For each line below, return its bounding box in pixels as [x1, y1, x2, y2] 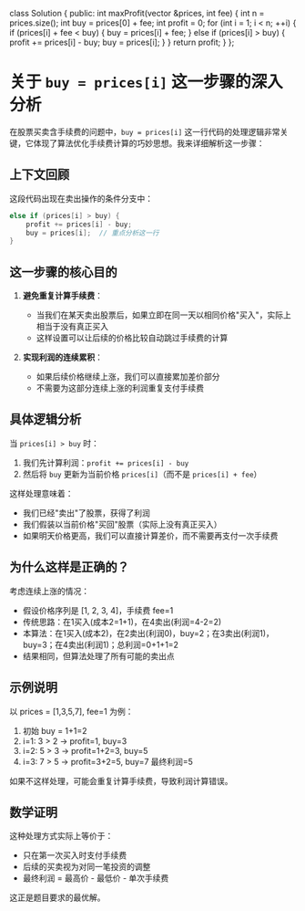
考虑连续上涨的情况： [9, 585, 89, 596]
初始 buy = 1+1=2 [22, 725, 88, 736]
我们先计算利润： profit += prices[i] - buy [22, 456, 189, 468]
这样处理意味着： [9, 487, 74, 498]
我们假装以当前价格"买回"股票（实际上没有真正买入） [22, 518, 222, 529]
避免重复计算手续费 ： [22, 290, 103, 301]
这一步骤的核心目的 [9, 264, 117, 279]
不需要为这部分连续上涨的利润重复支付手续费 [36, 382, 205, 393]
